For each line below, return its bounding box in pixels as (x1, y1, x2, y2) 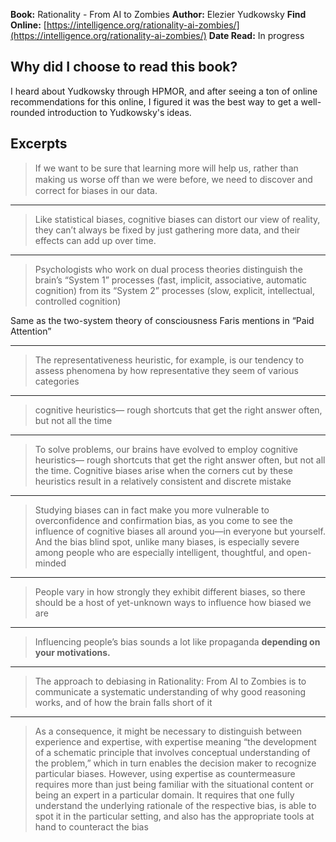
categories (34, 375, 80, 387)
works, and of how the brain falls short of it (34, 696, 213, 708)
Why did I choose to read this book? (10, 59, 238, 76)
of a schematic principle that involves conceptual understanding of (34, 746, 311, 758)
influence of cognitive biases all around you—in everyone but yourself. (34, 525, 326, 537)
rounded (10, 106, 46, 118)
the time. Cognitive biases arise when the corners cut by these (34, 464, 293, 476)
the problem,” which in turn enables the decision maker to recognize (34, 757, 317, 769)
